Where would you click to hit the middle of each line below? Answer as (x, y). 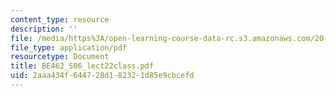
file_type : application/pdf (69, 47)
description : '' (44, 29)
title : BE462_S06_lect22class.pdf (82, 66)
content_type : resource (60, 19)
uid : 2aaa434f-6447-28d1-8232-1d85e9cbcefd (102, 76)
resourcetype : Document (60, 57)
